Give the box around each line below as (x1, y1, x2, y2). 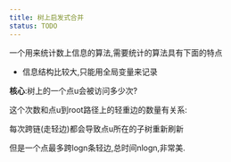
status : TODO (9, 21, 58, 30)
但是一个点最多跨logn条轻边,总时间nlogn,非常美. (9, 142, 186, 153)
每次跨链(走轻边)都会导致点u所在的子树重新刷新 (9, 123, 185, 134)
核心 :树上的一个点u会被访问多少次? (9, 85, 138, 96)
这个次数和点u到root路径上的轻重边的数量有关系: (9, 104, 187, 115)
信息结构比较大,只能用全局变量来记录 (21, 66, 158, 77)
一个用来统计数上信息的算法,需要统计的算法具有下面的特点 (9, 47, 223, 58)
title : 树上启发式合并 (9, 13, 85, 22)
